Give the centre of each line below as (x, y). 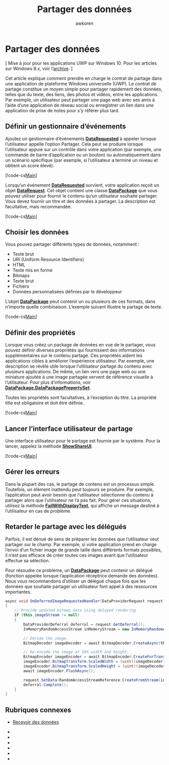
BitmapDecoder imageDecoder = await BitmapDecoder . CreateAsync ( (92, 643)
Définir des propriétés (40, 332)
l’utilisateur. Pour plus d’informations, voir (48, 382)
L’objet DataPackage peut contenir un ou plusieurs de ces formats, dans (80, 301)
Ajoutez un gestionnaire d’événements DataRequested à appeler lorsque (81, 139)
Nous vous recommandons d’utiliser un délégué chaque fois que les (76, 581)
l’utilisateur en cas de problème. (38, 511)
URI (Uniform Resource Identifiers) (48, 259)
